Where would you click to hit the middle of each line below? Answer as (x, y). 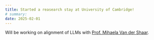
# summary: (16, 14)
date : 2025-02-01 (23, 19)
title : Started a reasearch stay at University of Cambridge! (70, 10)
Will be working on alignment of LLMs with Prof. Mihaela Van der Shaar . (77, 33)
